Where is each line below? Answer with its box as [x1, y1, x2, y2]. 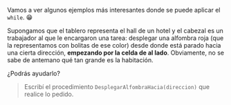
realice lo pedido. [24, 90, 74, 98]
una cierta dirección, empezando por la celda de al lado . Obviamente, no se [7, 48, 225, 57]
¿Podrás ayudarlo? [7, 69, 61, 77]
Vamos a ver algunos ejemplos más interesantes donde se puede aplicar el [7, 6, 221, 14]
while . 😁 [7, 13, 33, 21]
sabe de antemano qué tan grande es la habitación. [7, 56, 154, 64]
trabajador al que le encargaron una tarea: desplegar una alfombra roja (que [7, 34, 224, 42]
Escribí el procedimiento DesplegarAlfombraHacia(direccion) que [24, 83, 210, 90]
